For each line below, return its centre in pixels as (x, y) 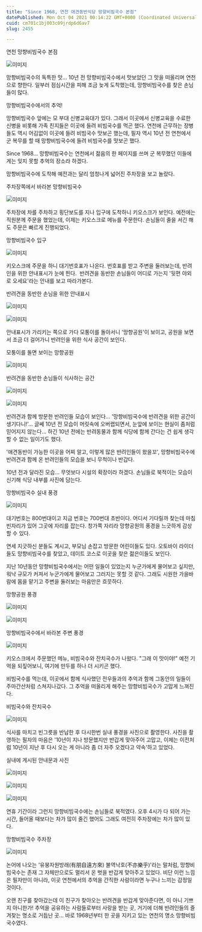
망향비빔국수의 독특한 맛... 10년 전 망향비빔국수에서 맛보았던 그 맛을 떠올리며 (96, 77)
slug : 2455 (20, 29)
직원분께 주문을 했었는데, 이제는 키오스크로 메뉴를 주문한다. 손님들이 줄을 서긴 (97, 220)
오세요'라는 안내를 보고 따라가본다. (53, 281)
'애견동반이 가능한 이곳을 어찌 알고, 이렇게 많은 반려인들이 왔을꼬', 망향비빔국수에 (101, 452)
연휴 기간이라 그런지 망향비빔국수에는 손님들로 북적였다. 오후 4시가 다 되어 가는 (99, 811)
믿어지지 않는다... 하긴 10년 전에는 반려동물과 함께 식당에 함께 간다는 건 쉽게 (95, 432)
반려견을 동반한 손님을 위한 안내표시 (48, 294)
